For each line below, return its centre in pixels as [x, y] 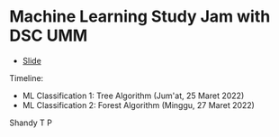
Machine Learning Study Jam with [140, 17]
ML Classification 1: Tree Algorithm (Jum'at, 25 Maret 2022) [133, 96]
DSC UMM [49, 36]
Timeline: [27, 78]
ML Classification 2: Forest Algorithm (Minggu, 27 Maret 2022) [138, 105]
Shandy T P [31, 123]
